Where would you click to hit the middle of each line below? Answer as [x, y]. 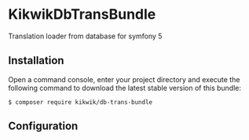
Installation [36, 61]
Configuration [43, 126]
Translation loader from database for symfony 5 [85, 36]
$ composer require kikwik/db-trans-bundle [81, 102]
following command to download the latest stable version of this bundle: [125, 88]
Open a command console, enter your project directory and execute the [124, 79]
